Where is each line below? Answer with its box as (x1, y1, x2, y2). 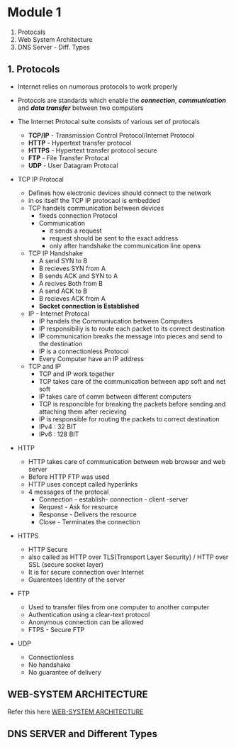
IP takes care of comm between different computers (38, 392, 191, 401)
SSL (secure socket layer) (28, 560, 104, 568)
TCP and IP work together (38, 370, 115, 378)
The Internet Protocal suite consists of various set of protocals (17, 117, 201, 126)
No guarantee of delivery (28, 668, 101, 676)
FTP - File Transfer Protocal (28, 153, 110, 162)
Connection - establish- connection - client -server (38, 494, 189, 504)
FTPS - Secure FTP (28, 625, 85, 633)
